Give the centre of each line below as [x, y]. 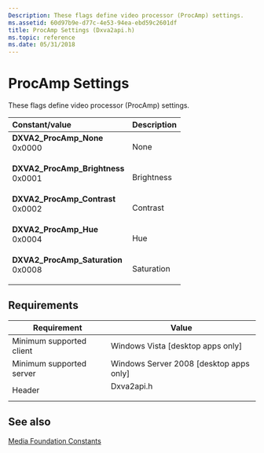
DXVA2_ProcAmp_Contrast [64, 199]
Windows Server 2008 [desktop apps [180, 363]
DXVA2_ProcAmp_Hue [55, 230]
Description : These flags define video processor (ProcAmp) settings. [126, 15]
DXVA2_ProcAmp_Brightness [68, 168]
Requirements [43, 306]
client [22, 351]
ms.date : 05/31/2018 [42, 45]
